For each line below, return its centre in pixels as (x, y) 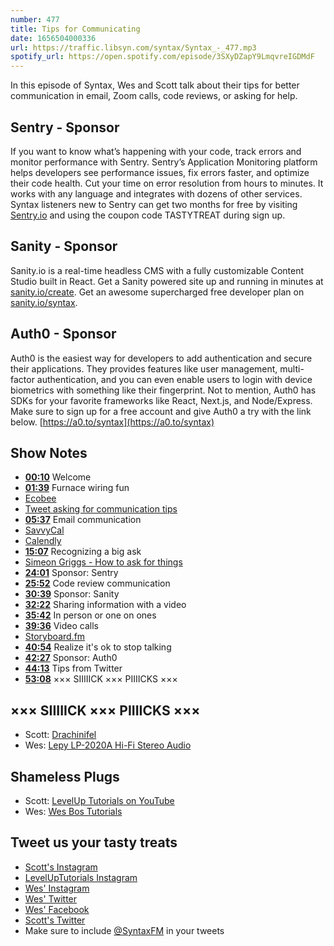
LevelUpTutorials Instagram (81, 877)
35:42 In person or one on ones (90, 615)
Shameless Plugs (65, 776)
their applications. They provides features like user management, (144, 368)
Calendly (43, 541)
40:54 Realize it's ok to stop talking (98, 647)
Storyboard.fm (55, 637)
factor (22, 379)
